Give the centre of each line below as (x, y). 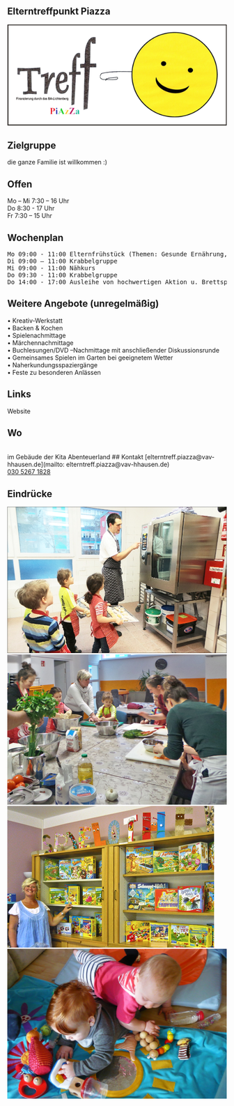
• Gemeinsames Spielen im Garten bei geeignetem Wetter (90, 358)
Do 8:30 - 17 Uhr (31, 208)
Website (19, 411)
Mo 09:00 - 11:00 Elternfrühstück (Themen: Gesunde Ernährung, (117, 254)
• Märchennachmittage (40, 343)
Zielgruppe (32, 145)
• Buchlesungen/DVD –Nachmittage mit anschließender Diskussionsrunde (114, 350)
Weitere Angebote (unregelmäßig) (83, 304)
